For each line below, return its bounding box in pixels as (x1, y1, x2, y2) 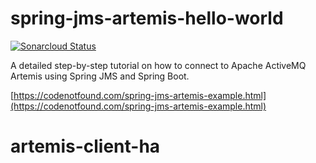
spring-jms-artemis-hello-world (10, 7, 284, 30)
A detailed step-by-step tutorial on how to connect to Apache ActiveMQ (10, 59, 307, 71)
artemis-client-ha (10, 135, 161, 158)
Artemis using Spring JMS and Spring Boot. (10, 70, 190, 82)
